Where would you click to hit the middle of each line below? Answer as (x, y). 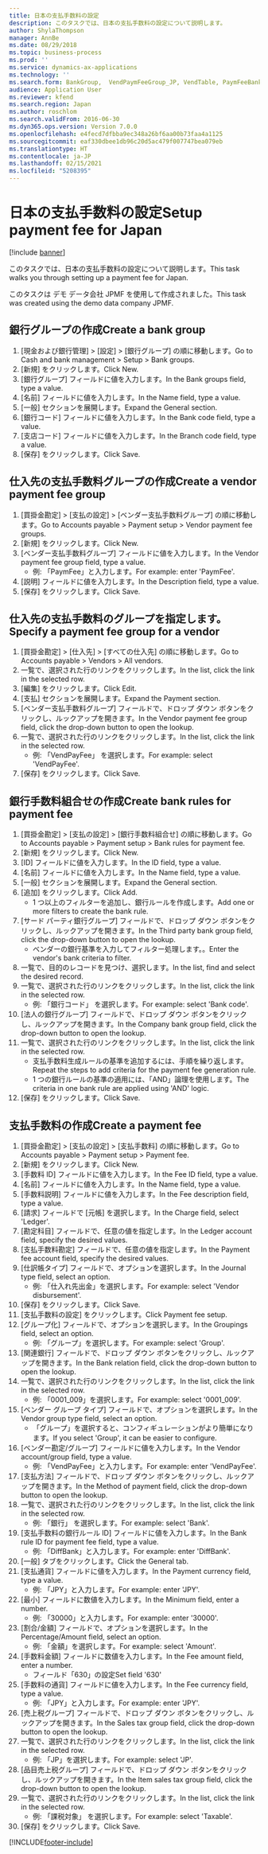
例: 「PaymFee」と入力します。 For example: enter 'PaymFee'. (134, 571)
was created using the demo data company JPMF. (91, 302)
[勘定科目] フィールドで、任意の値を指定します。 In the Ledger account (136, 1231)
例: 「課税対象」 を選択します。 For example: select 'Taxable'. (132, 1816)
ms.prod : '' (29, 60)
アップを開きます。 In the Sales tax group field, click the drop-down (145, 1723)
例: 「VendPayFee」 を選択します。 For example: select (122, 755)
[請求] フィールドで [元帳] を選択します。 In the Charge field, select (130, 1213)
